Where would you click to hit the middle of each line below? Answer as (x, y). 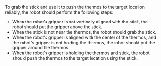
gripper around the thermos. (41, 48)
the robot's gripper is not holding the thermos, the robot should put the (83, 43)
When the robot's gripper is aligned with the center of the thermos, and (84, 37)
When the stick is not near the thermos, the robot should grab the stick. (84, 32)
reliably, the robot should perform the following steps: (59, 12)
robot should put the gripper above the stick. (57, 27)
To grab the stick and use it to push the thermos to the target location (75, 7)
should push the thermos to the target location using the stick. (75, 58)
